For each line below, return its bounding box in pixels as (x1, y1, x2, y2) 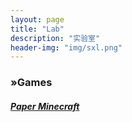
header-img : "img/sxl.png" (10, 42, 123, 53)
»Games (10, 76, 53, 90)
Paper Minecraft (10, 100, 80, 112)
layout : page (10, 14, 65, 25)
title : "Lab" (10, 24, 65, 34)
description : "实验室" (10, 33, 101, 43)
